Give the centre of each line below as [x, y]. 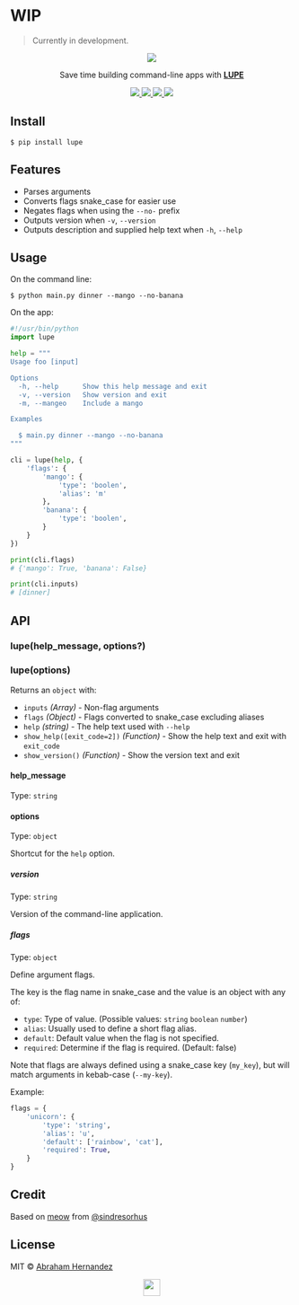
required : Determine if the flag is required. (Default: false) [130, 1048]
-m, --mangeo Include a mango [81, 403]
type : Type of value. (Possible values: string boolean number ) [135, 1019]
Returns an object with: [53, 690]
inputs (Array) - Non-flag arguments [91, 707]
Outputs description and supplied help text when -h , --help [133, 229]
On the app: [32, 313]
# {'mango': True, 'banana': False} [79, 568]
